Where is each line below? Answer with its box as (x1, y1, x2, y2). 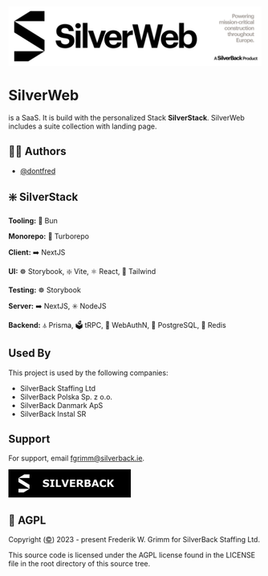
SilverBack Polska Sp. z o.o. (19, 392, 113, 402)
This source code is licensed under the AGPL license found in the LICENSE (8, 550, 255, 560)
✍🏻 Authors (8, 145, 67, 158)
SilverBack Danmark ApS (19, 400, 104, 410)
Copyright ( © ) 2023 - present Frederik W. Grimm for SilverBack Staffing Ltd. (8, 535, 261, 545)
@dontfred (19, 165, 56, 175)
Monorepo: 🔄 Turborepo (8, 231, 90, 241)
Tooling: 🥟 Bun (8, 215, 59, 225)
